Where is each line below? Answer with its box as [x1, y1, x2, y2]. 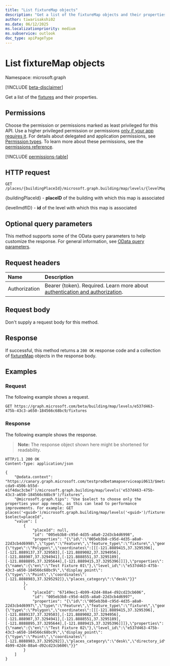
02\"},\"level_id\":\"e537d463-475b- [80, 625, 159, 630]
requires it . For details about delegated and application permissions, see [5, 133, 156, 139]
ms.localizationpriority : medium [5, 26, 76, 31]
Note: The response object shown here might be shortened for [17, 441, 149, 447]
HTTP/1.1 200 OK [5, 457, 39, 462]
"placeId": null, [32, 528, 69, 533]
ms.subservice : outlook [5, 31, 56, 36]
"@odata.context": [14, 474, 53, 479]
